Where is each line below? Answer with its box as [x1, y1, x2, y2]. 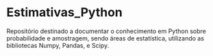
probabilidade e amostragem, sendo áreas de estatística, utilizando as [6, 34, 205, 42]
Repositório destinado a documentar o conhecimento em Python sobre [6, 27, 206, 35]
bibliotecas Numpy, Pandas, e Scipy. [6, 41, 110, 49]
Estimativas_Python [6, 5, 123, 20]
